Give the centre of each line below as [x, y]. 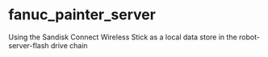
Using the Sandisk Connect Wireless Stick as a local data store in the [123, 37]
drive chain [69, 45]
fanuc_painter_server [82, 15]
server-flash [29, 45]
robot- [250, 37]
